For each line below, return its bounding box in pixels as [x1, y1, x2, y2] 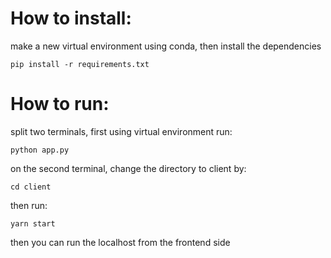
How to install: [10, 7, 132, 30]
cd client [10, 182, 52, 192]
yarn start [10, 218, 56, 229]
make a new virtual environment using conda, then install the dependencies [10, 40, 322, 52]
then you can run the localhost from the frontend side [10, 236, 231, 248]
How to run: [10, 93, 110, 116]
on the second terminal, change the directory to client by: [10, 162, 247, 174]
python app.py [10, 145, 70, 155]
